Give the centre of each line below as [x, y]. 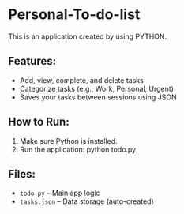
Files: [22, 174]
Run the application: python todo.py [78, 149]
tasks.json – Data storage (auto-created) [86, 201]
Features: [32, 61]
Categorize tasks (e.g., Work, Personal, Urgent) [96, 88]
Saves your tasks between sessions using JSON [98, 97]
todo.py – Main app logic [60, 193]
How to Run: [39, 122]
